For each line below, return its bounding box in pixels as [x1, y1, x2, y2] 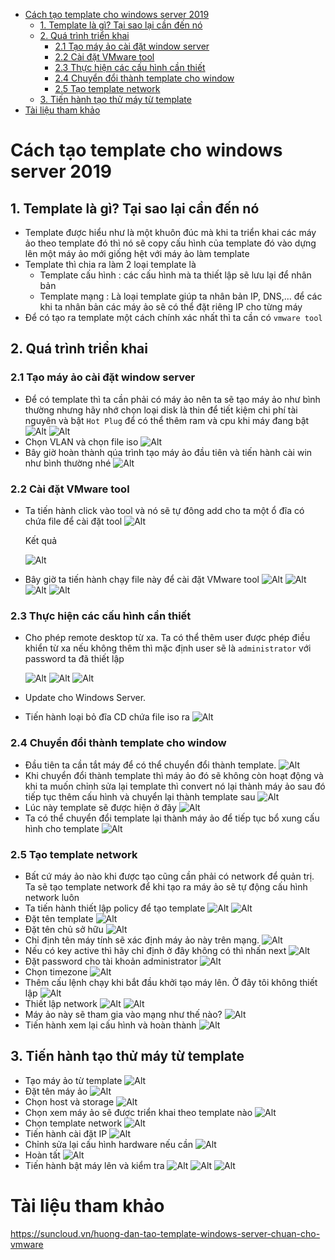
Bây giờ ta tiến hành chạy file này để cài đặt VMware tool [24, 573, 260, 585]
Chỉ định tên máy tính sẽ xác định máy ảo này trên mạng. [24, 934, 260, 946]
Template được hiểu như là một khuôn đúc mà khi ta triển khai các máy [24, 227, 317, 238]
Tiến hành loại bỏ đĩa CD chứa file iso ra [24, 711, 190, 723]
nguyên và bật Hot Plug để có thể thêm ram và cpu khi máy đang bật [24, 414, 310, 426]
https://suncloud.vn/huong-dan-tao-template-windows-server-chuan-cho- [10, 1227, 321, 1239]
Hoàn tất [24, 1149, 61, 1161]
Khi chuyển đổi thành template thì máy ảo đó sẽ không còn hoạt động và [24, 769, 324, 781]
